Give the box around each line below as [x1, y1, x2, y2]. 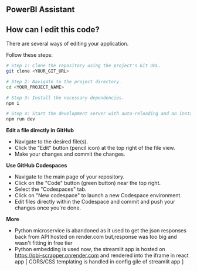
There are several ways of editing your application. [6, 40, 129, 47]
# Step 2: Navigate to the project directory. [6, 78, 122, 84]
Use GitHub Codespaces [6, 162, 67, 169]
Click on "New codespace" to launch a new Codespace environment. [14, 192, 182, 199]
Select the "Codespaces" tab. [14, 186, 87, 193]
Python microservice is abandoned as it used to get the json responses [14, 227, 186, 234]
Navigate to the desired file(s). [14, 138, 88, 145]
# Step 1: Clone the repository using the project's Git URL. [6, 63, 161, 69]
